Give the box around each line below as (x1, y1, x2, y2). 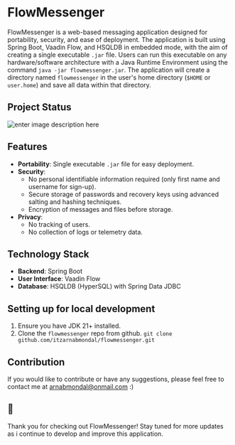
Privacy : (17, 213, 43, 221)
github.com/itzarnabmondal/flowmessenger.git (17, 337, 155, 344)
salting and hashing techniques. (28, 197, 122, 206)
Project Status (7, 101, 72, 114)
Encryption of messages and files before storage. (28, 205, 173, 213)
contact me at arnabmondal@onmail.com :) (7, 382, 134, 391)
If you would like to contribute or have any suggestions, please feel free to (7, 375, 225, 383)
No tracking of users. (28, 220, 91, 228)
